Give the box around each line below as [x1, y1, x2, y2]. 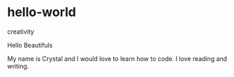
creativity [7, 27, 35, 36]
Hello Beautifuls [7, 41, 53, 49]
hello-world [7, 4, 77, 20]
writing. [7, 62, 29, 70]
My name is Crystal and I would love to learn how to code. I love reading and [7, 54, 228, 63]
